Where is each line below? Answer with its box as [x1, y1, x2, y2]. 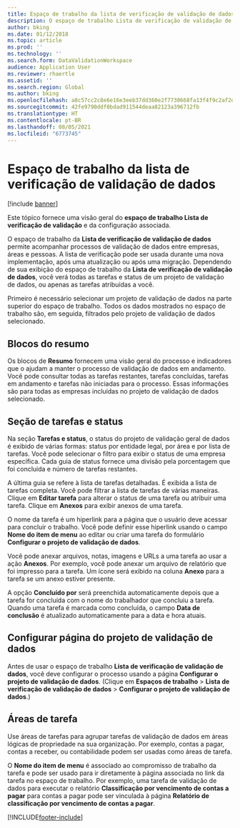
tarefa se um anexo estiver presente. [7, 574, 116, 583]
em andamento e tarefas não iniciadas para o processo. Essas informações [7, 379, 229, 388]
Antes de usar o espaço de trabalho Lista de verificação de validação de [7, 662, 224, 670]
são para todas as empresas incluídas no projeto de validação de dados [7, 387, 219, 396]
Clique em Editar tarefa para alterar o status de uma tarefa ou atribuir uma [7, 494, 226, 502]
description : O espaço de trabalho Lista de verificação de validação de [7, 17, 232, 24]
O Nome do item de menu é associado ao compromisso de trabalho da [7, 761, 216, 769]
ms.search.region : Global [7, 84, 84, 91]
